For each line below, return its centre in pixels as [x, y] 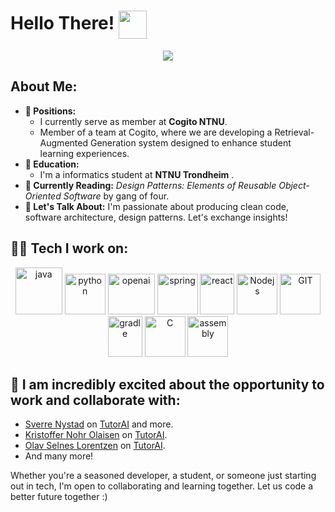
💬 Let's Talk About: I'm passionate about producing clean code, [157, 206]
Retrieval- [294, 132]
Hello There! [62, 23]
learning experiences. [84, 153]
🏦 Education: [52, 164]
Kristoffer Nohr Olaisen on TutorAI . [96, 435]
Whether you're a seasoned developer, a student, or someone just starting [163, 476]
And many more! [59, 456]
